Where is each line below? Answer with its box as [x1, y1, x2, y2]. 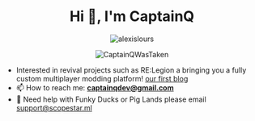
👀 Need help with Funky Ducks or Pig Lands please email [15, 94, 206, 104]
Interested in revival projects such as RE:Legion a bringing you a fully [15, 65, 247, 75]
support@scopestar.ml [15, 102, 93, 112]
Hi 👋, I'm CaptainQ [69, 7, 195, 26]
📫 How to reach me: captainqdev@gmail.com [15, 82, 174, 92]
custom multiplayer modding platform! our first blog [15, 73, 189, 83]
